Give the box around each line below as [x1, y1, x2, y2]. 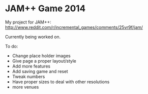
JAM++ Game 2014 [5, 3, 86, 14]
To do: [5, 43, 18, 49]
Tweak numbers [12, 73, 45, 79]
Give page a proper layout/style [12, 58, 77, 64]
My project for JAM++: [5, 19, 52, 25]
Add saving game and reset [12, 68, 68, 74]
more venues [12, 84, 39, 90]
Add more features [12, 63, 51, 69]
